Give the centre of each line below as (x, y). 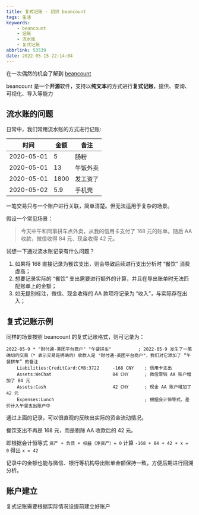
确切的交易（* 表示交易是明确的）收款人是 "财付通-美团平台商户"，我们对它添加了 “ (97, 356)
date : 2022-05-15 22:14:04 (40, 56)
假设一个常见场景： (30, 219)
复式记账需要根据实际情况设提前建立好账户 (58, 506)
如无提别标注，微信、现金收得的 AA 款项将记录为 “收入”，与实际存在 (98, 294)
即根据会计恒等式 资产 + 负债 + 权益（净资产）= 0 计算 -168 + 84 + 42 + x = (97, 443)
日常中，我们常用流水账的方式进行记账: (54, 129)
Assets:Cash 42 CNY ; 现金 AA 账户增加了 (104, 387)
